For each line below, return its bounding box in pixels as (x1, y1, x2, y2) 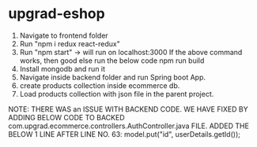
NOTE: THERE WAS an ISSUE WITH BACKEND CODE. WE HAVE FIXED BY (8, 104, 248, 114)
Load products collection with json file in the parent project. (19, 89, 214, 98)
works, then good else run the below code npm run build (19, 56, 205, 65)
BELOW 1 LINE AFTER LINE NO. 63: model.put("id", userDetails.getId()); (8, 129, 241, 138)
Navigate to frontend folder (19, 31, 108, 40)
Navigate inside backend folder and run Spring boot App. (19, 72, 206, 82)
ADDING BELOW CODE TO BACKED (8, 112, 125, 122)
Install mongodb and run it (19, 64, 105, 73)
